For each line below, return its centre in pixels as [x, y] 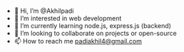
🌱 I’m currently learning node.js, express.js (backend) [92, 26]
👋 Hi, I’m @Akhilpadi [44, 11]
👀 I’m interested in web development [68, 18]
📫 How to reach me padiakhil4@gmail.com [78, 41]
